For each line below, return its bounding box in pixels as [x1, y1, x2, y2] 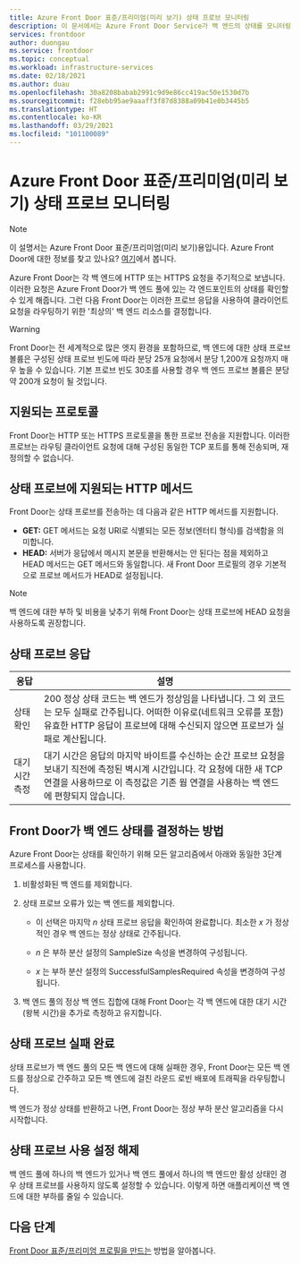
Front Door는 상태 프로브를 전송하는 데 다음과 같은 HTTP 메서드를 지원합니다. [9, 507, 279, 517]
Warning [9, 323, 40, 334]
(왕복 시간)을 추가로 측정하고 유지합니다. [21, 1008, 162, 1019]
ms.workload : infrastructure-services [9, 64, 154, 73]
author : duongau [9, 38, 70, 47]
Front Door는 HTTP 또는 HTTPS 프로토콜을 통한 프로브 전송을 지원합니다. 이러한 [9, 430, 290, 440]
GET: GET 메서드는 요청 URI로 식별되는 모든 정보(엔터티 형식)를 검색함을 [21, 525, 275, 536]
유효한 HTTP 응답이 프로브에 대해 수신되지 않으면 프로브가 [43, 720, 274, 732]
